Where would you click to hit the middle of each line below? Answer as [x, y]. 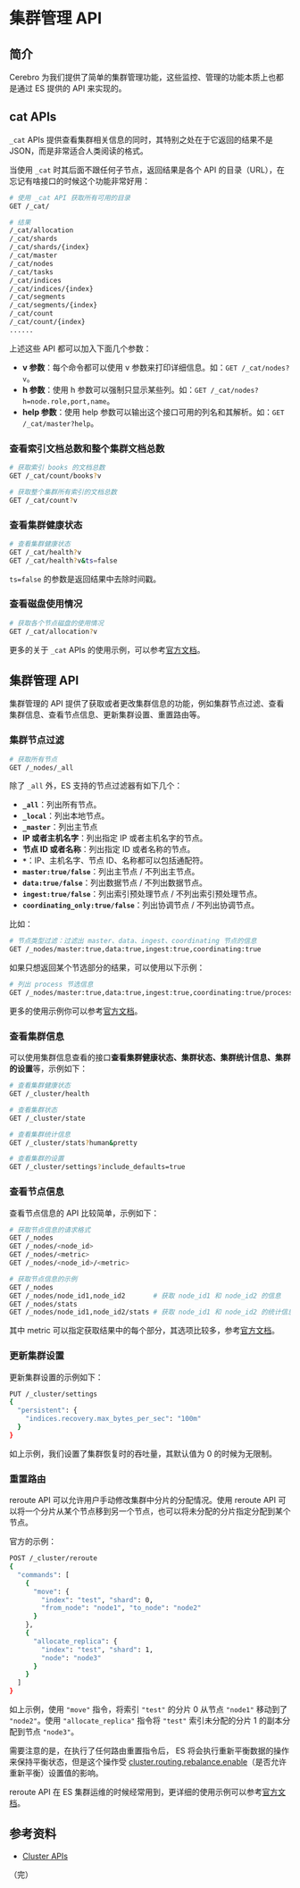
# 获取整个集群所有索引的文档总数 [63, 492]
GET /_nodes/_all [42, 768]
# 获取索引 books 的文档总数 [57, 468]
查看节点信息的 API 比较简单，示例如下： [84, 1213]
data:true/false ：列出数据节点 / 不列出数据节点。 [115, 883]
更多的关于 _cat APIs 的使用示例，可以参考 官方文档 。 [107, 649]
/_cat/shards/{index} [50, 247]
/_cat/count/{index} [48, 322]
